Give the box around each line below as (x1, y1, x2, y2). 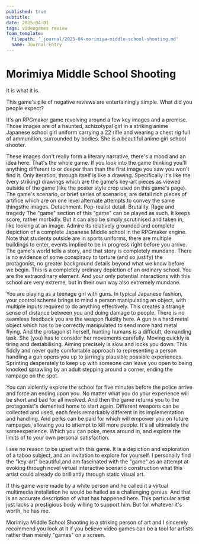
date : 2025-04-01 (6, 20, 49, 25)
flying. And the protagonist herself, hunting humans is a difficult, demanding (6, 328, 192, 335)
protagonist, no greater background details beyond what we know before (6, 260, 185, 267)
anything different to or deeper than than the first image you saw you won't (6, 165, 190, 172)
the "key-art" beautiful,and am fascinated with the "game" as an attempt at (6, 457, 189, 465)
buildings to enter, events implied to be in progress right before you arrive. (6, 241, 188, 248)
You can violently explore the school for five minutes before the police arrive (6, 383, 192, 391)
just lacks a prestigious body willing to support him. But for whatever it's (6, 501, 182, 508)
